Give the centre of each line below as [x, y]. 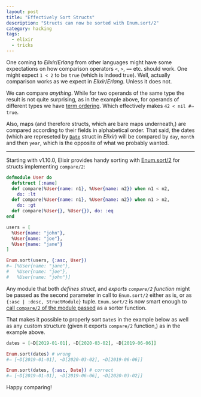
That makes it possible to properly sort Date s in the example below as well [98, 319]
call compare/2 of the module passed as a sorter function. [77, 308]
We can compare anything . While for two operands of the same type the [95, 93]
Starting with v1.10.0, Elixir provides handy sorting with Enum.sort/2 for [93, 160]
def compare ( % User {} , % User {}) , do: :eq [63, 211]
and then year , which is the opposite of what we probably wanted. [88, 143]
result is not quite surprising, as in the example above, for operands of [93, 99]
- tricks [22, 46]
